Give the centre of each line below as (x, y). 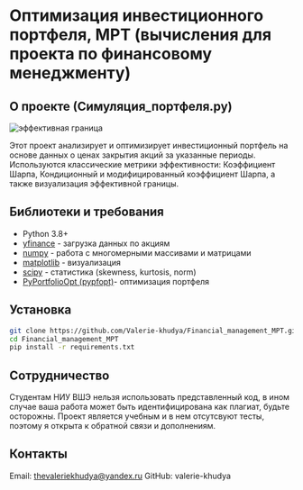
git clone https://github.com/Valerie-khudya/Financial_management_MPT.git (155, 331)
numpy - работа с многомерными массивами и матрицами (137, 252)
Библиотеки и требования (87, 212)
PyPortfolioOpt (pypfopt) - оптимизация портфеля (116, 281)
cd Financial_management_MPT (64, 339)
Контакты (38, 454)
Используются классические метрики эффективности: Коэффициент (142, 164)
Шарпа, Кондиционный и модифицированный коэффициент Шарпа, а (142, 174)
